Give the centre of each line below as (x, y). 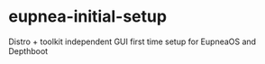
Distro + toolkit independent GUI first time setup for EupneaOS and (132, 41)
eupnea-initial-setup (88, 17)
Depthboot (28, 50)
